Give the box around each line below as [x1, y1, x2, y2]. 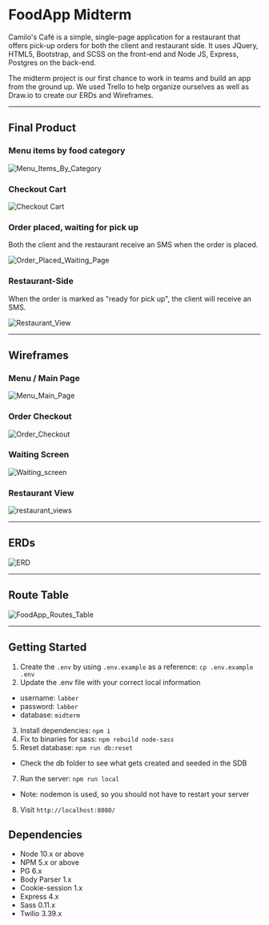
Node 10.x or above [19, 849, 85, 859]
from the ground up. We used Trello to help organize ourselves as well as [8, 82, 250, 91]
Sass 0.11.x [19, 900, 56, 910]
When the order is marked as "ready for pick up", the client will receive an [8, 294, 252, 303]
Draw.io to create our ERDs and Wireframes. [8, 90, 154, 99]
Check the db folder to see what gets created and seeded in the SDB [19, 758, 247, 768]
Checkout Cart [8, 183, 66, 194]
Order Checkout [8, 411, 72, 422]
